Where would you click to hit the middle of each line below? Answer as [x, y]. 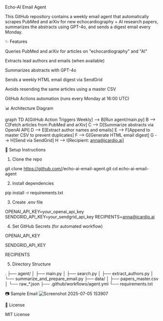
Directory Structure [31, 264]
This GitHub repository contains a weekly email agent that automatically [77, 16]
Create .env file [27, 202]
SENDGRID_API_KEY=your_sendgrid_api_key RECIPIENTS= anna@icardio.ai [80, 217]
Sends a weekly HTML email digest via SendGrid [54, 80]
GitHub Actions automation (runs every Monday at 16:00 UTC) [67, 99]
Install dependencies [33, 183]
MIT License [18, 314]
